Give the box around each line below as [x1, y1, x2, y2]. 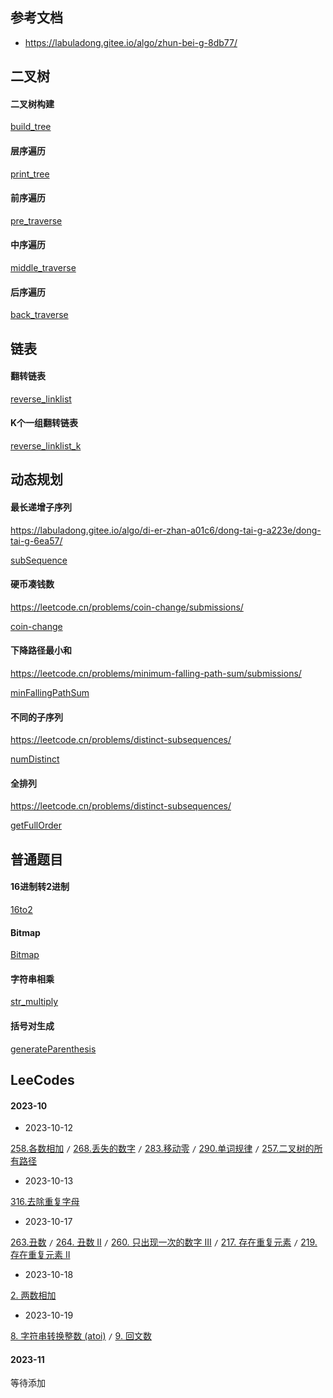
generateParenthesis [10, 1043, 97, 1055]
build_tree [10, 121, 52, 133]
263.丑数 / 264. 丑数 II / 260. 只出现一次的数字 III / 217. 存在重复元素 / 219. [10, 1236, 318, 1248]
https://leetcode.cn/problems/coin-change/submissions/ [10, 601, 244, 613]
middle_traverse [10, 262, 77, 274]
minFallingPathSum [10, 687, 90, 699]
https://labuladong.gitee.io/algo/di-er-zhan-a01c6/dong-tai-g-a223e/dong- [10, 524, 322, 536]
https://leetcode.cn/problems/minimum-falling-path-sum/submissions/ [10, 668, 302, 680]
